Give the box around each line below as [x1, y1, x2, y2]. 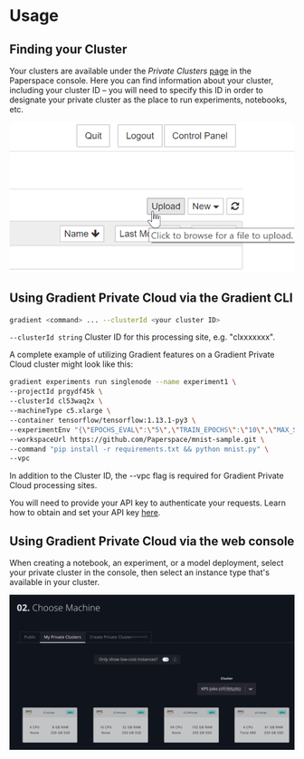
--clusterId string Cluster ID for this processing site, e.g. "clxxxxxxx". [9, 331, 276, 342]
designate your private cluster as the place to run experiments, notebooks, [9, 94, 288, 105]
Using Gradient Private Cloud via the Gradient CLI [9, 291, 293, 306]
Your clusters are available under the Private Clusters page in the [9, 65, 252, 76]
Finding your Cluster [9, 42, 128, 57]
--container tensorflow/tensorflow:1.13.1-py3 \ [9, 416, 196, 425]
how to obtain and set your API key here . [9, 507, 161, 518]
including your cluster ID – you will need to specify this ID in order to [9, 85, 264, 95]
